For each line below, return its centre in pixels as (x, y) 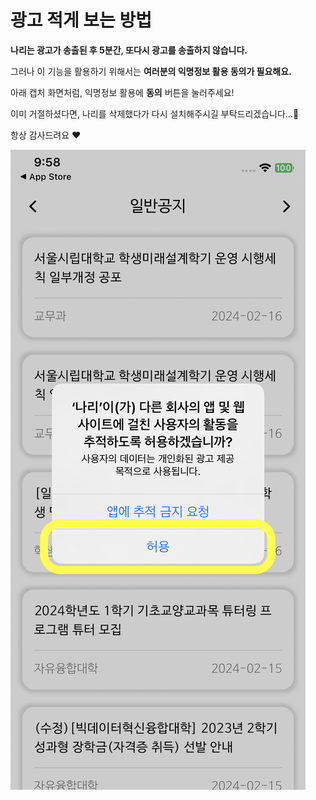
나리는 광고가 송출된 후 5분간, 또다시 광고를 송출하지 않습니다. (129, 50)
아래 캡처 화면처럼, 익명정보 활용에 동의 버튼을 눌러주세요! (122, 92)
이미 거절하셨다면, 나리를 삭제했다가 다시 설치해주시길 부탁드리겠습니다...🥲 (155, 113)
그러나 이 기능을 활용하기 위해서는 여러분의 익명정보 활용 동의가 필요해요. (151, 71)
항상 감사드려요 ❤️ (46, 135)
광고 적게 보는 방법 (81, 20)
